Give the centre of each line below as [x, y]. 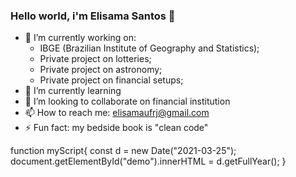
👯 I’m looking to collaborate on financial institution [127, 101]
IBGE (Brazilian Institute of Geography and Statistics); [149, 48]
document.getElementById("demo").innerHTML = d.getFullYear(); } [148, 161]
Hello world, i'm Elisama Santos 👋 [93, 16]
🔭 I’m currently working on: [80, 38]
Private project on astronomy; [101, 70]
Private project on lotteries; [95, 59]
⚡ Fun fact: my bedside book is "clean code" [116, 128]
